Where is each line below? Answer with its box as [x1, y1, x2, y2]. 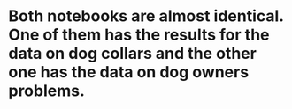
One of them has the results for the [8, 25, 270, 45]
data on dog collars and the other [8, 44, 257, 63]
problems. [8, 81, 86, 101]
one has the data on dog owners [8, 62, 250, 83]
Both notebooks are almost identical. [8, 6, 284, 26]
